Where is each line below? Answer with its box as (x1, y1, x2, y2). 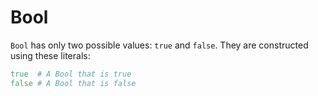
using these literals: (10, 49, 91, 61)
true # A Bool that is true (10, 69, 132, 79)
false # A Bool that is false (10, 78, 137, 88)
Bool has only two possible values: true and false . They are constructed (10, 39, 309, 51)
